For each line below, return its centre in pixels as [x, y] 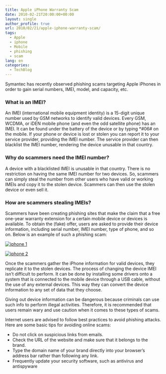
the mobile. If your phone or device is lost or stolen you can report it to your [82, 134]
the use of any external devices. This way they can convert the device [77, 284]
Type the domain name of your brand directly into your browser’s [79, 350]
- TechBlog [21, 70]
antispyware [25, 366]
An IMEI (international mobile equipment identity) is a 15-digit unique [75, 113]
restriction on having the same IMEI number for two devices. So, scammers [82, 174]
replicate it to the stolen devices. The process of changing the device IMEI [81, 269]
